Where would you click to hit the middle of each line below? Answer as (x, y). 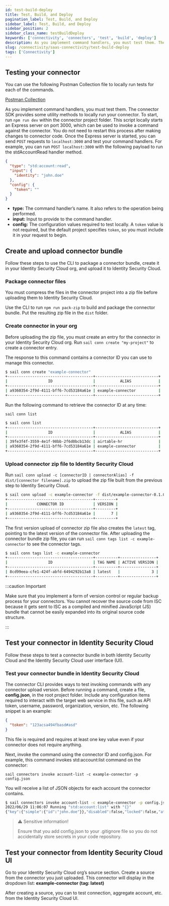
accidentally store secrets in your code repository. (69, 837)
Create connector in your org (41, 326)
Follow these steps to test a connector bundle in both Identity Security (78, 655)
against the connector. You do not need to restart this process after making (83, 131)
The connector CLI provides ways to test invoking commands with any (78, 684)
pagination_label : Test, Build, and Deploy (52, 19)
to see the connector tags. (54, 544)
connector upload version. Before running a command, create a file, (75, 690)
